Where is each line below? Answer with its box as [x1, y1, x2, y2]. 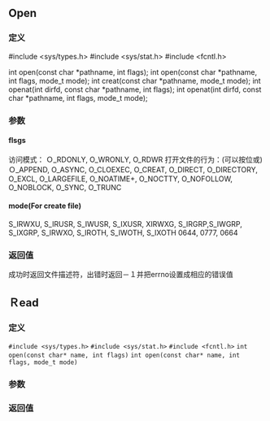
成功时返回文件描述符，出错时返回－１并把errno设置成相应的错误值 [8, 270, 233, 280]
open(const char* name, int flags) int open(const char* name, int [8, 351, 240, 359]
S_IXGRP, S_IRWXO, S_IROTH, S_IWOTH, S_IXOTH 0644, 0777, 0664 [8, 228, 238, 238]
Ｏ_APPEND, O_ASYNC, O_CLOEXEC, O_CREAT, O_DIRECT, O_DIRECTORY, [8, 164, 259, 174]
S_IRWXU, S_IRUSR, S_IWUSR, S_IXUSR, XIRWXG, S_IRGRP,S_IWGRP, [8, 219, 242, 229]
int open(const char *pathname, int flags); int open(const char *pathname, [8, 67, 258, 76]
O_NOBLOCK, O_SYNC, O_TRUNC [8, 182, 122, 192]
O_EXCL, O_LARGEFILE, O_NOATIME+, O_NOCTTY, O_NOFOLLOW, [8, 174, 233, 184]
